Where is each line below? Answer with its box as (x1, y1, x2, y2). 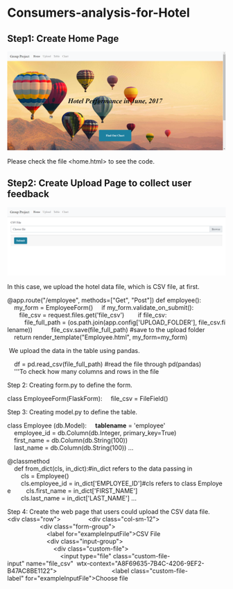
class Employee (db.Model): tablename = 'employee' (7, 421, 166, 430)
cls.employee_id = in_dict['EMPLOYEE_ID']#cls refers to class (20, 479, 196, 488)
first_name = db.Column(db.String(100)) (13, 437, 128, 445)
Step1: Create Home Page (7, 33, 119, 45)
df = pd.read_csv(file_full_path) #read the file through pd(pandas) (13, 360, 202, 368)
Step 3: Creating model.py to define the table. (7, 408, 137, 416)
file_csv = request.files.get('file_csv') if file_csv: (19, 311, 167, 320)
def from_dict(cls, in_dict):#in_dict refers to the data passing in (13, 464, 193, 473)
